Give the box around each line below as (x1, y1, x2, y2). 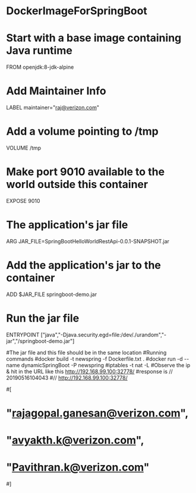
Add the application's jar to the (6, 259, 162, 272)
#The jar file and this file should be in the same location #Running (6, 349, 167, 356)
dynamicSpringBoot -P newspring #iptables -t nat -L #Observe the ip (21, 361, 191, 368)
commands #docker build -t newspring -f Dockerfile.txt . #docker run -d (6, 355, 183, 362)
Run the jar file (6, 311, 80, 325)
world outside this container (6, 178, 148, 191)
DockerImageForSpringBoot (6, 4, 147, 18)
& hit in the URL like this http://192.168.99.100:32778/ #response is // (6, 368, 173, 375)
